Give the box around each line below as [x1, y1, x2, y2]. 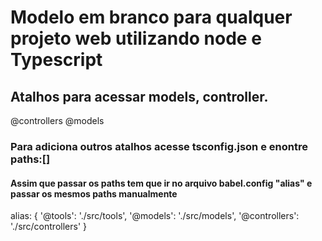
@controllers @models [10, 115, 105, 126]
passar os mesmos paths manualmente [10, 187, 178, 200]
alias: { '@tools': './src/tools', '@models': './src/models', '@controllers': [10, 210, 300, 222]
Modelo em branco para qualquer [10, 6, 293, 29]
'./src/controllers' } [10, 221, 87, 233]
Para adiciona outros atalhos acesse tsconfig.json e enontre [10, 139, 308, 153]
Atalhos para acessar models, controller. [10, 88, 269, 105]
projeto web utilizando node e [10, 27, 262, 50]
